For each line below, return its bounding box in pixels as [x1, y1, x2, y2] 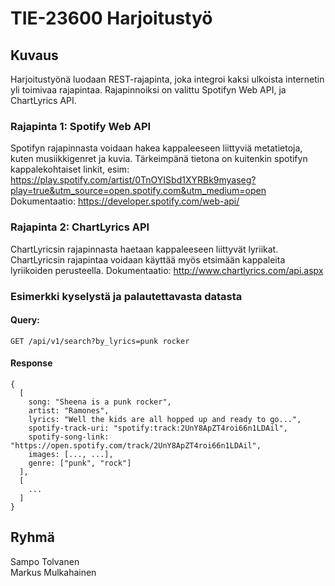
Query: [10, 314, 40, 326]
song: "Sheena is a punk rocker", [28, 397, 172, 407]
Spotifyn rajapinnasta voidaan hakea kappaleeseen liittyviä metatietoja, [10, 142, 303, 154]
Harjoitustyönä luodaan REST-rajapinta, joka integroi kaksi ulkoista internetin [10, 73, 325, 85]
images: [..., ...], [28, 449, 114, 459]
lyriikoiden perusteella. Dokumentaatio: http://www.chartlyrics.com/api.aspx [10, 264, 324, 276]
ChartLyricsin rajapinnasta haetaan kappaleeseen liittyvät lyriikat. [10, 243, 279, 255]
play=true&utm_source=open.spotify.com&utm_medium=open [10, 185, 267, 197]
